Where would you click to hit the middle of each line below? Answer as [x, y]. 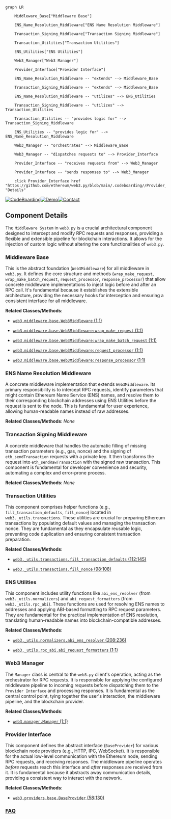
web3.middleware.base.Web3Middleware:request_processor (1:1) [78, 350]
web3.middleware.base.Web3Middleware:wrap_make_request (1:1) [78, 331]
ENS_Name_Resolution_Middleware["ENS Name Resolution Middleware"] [87, 25]
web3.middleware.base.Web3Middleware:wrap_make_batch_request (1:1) [84, 340]
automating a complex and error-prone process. [55, 472]
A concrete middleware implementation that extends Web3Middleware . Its [80, 384]
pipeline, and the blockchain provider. [45, 701]
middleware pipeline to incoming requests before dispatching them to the [82, 685]
